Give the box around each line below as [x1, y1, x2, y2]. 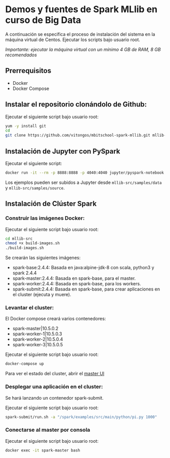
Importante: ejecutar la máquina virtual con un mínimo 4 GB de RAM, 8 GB [5, 46, 161, 52]
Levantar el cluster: [5, 304, 54, 311]
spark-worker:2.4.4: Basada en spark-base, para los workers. [12, 281, 141, 287]
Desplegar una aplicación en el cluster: [5, 383, 103, 390]
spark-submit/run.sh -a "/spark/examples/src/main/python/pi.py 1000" [5, 414, 157, 419]
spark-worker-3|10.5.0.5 [12, 342, 63, 348]
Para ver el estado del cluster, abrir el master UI [5, 371, 105, 377]
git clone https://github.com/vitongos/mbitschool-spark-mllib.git [5, 133, 151, 138]
